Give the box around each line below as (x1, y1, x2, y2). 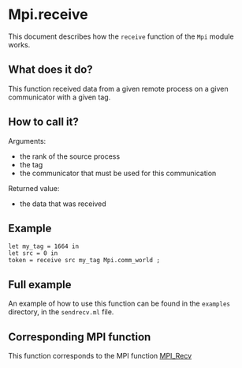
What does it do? (8, 63, 93, 77)
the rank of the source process (19, 152, 121, 161)
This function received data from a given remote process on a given (8, 84, 229, 93)
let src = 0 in (8, 250, 58, 257)
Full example (8, 278, 73, 291)
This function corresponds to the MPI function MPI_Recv (8, 351, 192, 360)
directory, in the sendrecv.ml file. (8, 307, 114, 317)
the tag (19, 160, 43, 169)
